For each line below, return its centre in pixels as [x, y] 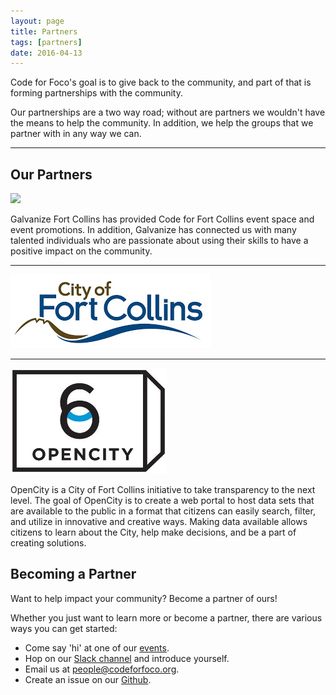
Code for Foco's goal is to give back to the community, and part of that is [161, 82]
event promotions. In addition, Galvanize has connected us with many [153, 230]
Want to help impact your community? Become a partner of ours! [144, 598]
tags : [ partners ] [46, 42]
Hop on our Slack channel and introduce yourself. [127, 658]
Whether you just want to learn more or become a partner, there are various [166, 617]
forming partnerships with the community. [97, 93]
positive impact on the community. [81, 251]
